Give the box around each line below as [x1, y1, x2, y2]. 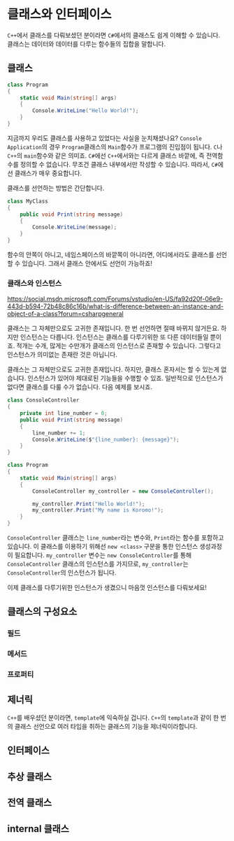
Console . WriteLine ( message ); [32, 224, 117, 231]
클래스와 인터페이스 [7, 6, 112, 22]
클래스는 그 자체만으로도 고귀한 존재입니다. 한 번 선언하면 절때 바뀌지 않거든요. [7, 324, 220, 333]
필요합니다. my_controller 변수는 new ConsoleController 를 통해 [14, 551, 192, 559]
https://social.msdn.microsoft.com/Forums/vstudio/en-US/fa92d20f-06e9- [7, 295, 224, 303]
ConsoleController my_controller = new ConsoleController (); [32, 488, 214, 495]
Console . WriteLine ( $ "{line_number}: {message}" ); [32, 436, 180, 443]
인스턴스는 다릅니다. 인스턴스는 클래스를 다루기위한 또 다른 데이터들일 [20, 333, 209, 341]
